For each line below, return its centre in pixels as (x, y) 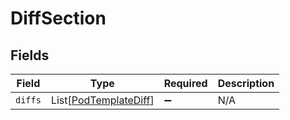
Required (185, 83)
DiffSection (58, 18)
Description (246, 83)
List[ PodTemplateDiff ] (102, 100)
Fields (30, 55)
